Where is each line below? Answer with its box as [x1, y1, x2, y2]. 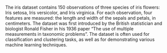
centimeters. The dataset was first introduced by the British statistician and [5, 20, 162, 26]
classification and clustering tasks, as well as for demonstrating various [5, 36, 155, 42]
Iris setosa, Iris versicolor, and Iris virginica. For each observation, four [5, 10, 152, 16]
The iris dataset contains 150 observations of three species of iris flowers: [5, 5, 160, 10]
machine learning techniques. [5, 42, 68, 47]
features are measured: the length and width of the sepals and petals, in [5, 15, 156, 21]
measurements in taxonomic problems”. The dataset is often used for [5, 31, 150, 37]
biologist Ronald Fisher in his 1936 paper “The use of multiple [5, 26, 133, 32]
